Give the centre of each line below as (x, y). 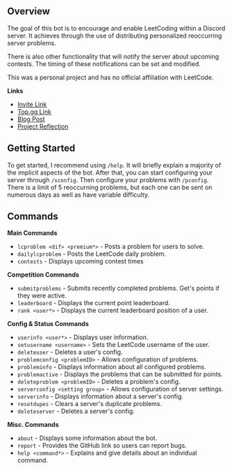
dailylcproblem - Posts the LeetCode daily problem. (92, 254)
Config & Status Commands (48, 324)
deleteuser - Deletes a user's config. (70, 352)
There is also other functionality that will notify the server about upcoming (113, 56)
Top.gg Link (34, 111)
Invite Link (32, 104)
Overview (29, 11)
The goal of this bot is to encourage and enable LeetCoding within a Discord (116, 28)
